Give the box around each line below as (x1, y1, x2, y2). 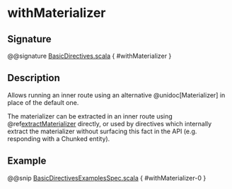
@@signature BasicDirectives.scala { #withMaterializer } (7, 51, 172, 60)
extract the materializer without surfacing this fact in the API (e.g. (7, 127, 197, 135)
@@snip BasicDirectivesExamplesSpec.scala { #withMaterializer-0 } (7, 173, 207, 182)
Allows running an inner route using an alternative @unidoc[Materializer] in (7, 90, 226, 99)
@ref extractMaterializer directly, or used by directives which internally (7, 119, 212, 128)
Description (7, 72, 60, 84)
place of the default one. (7, 98, 79, 106)
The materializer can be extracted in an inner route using (7, 111, 173, 121)
